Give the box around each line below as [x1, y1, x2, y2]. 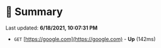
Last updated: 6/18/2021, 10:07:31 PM [5, 24, 98, 31]
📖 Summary [5, 5, 63, 19]
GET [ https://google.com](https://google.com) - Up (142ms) [13, 35, 156, 42]
